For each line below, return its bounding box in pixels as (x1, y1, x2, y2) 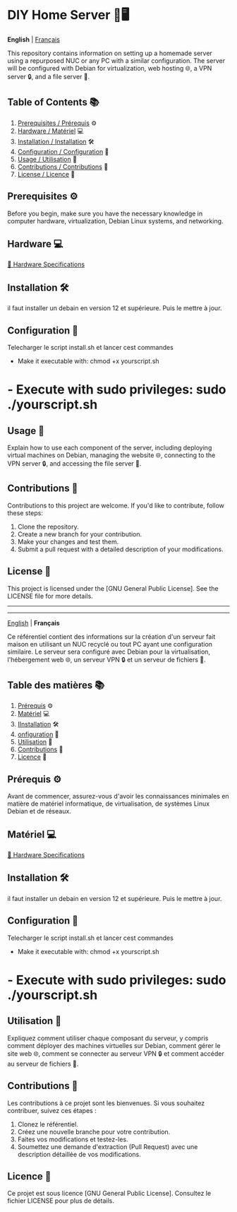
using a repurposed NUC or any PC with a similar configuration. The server (7, 56, 226, 65)
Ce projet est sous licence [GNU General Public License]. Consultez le (7, 1189, 212, 1198)
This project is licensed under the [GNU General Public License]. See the (7, 584, 219, 592)
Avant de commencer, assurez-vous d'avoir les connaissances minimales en (7, 792, 229, 801)
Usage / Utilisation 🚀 (17, 155, 78, 163)
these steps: (7, 508, 44, 517)
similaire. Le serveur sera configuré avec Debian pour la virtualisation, (7, 647, 210, 656)
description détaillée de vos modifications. (17, 1150, 141, 1158)
